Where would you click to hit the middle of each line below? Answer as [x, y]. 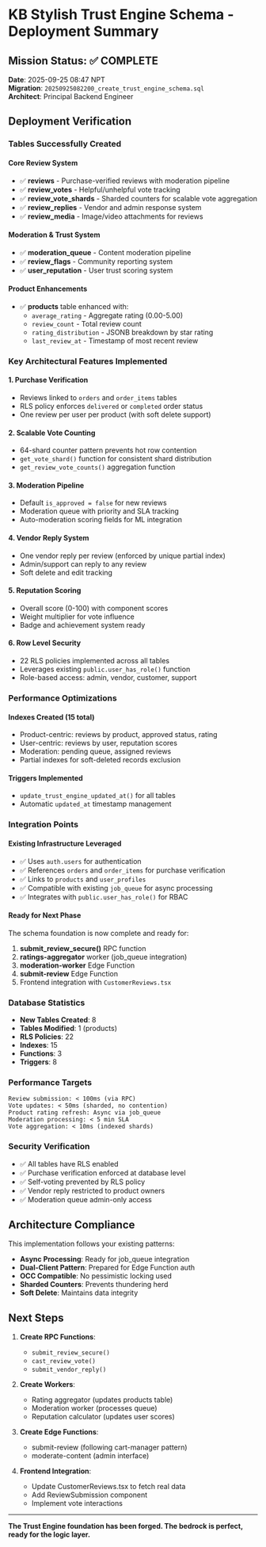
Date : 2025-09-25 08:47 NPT [57, 80]
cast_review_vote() [64, 1362]
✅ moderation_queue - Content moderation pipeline [105, 252]
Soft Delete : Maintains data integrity [79, 1293]
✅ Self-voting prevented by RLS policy [82, 1182]
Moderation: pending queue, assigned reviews [95, 751]
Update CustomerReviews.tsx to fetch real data [108, 1487]
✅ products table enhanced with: [74, 306]
